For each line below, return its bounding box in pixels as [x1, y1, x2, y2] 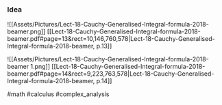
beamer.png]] [7, 27, 46, 35]
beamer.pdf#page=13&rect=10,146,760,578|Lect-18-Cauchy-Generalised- [7, 35, 215, 43]
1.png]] [30, 63, 50, 71]
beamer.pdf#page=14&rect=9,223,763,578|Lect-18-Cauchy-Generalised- [7, 70, 214, 78]
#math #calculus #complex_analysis [7, 90, 110, 98]
